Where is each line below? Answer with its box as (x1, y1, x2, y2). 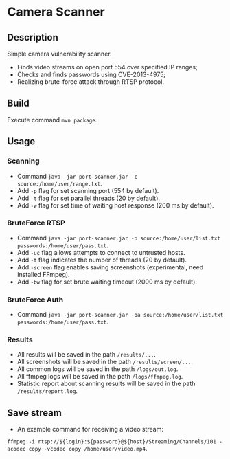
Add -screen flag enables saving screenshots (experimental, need (16, 262, 204, 271)
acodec (7, 446, 26, 453)
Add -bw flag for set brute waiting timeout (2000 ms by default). (16, 278, 198, 286)
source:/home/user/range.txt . (16, 179, 103, 188)
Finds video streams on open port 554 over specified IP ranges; (16, 63, 198, 71)
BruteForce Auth (7, 295, 64, 304)
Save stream (7, 407, 62, 418)
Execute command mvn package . (7, 115, 97, 124)
